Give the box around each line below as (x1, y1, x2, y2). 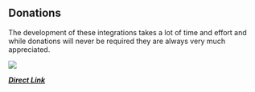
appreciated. (8, 44, 51, 54)
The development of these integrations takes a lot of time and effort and (8, 27, 247, 37)
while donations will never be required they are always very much (8, 36, 226, 46)
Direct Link (8, 75, 46, 85)
